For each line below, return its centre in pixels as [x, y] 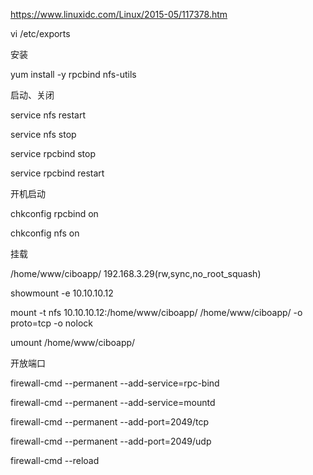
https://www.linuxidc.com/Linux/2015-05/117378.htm [119, 14]
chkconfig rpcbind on [54, 213]
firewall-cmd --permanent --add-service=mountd [113, 402]
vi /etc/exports [40, 33]
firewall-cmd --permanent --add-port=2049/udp [111, 441]
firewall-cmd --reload [55, 460]
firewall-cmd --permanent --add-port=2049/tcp [110, 422]
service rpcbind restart [57, 173]
